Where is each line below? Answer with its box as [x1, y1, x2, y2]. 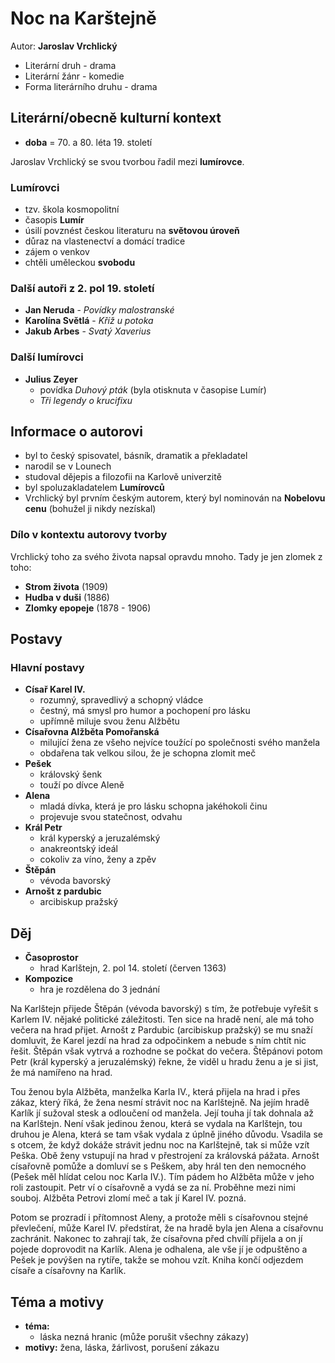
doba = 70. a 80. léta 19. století [24, 136, 153, 148]
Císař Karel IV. [24, 683, 86, 696]
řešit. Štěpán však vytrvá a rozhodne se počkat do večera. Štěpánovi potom [10, 1045, 323, 1057]
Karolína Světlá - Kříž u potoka [24, 315, 154, 327]
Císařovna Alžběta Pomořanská [24, 726, 160, 738]
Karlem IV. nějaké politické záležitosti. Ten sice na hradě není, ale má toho [10, 1013, 315, 1026]
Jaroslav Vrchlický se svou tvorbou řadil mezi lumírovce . [10, 155, 245, 167]
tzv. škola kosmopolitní [24, 203, 120, 216]
